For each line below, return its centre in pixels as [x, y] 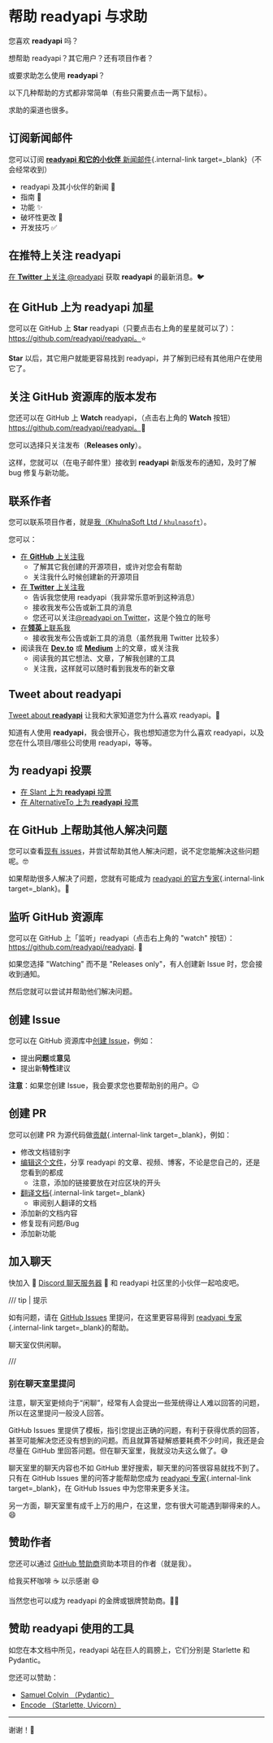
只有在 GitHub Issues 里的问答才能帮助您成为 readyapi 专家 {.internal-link [130, 1478]
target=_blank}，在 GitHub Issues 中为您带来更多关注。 [101, 1488]
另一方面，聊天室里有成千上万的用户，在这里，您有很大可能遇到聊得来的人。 [136, 1505]
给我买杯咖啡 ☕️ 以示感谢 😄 [54, 1580]
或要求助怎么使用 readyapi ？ [57, 75]
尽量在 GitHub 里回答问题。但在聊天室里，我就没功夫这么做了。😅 [119, 1450]
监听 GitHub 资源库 [56, 917]
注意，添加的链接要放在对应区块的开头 [96, 1182]
